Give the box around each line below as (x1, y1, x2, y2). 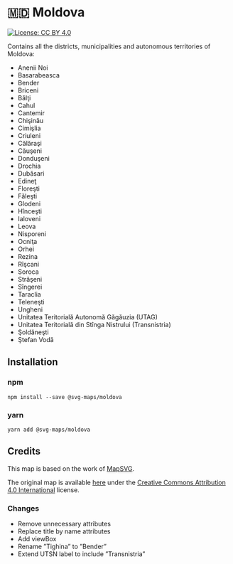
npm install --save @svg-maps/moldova (7, 393, 122, 400)
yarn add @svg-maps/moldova (7, 426, 91, 433)
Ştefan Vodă (17, 335, 55, 344)
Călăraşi (17, 139, 43, 147)
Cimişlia (17, 124, 41, 132)
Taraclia (17, 289, 41, 299)
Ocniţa (17, 237, 38, 245)
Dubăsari (17, 169, 45, 178)
